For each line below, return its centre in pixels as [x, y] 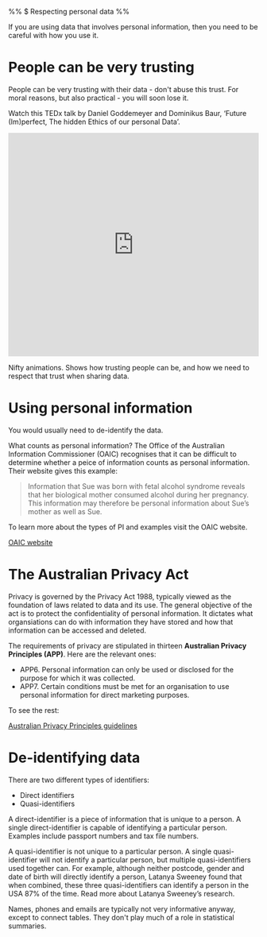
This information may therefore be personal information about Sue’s [138, 503]
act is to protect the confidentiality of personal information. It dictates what [131, 613]
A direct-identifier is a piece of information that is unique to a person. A [125, 819]
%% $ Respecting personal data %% [69, 12]
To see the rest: [34, 710]
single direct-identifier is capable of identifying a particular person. [118, 827]
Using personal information [101, 408]
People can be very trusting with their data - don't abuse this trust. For [124, 89]
